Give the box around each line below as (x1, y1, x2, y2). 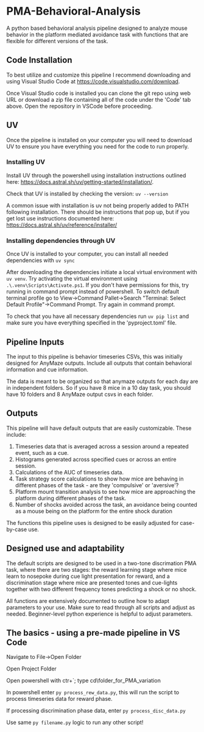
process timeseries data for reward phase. (6, 695, 113, 703)
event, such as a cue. (15, 449, 69, 456)
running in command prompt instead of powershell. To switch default (6, 288, 180, 295)
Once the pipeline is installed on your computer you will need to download (6, 136, 192, 144)
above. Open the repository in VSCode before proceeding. (6, 102, 153, 110)
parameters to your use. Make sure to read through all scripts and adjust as (6, 604, 195, 611)
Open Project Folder (6, 665, 57, 672)
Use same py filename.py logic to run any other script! (6, 719, 144, 726)
